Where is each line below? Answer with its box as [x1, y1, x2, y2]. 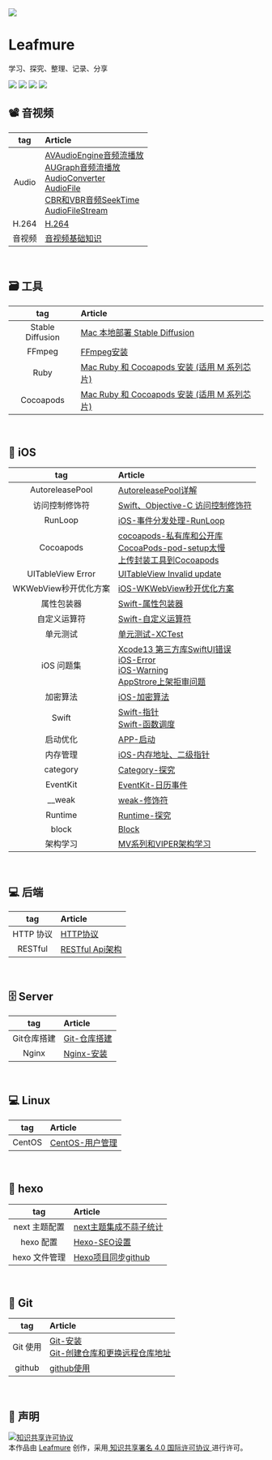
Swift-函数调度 [117, 719, 176, 730]
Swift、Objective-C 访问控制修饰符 [117, 500, 253, 512]
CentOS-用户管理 [49, 1137, 117, 1148]
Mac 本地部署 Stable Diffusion [80, 327, 195, 338]
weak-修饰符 [117, 794, 168, 806]
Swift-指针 [117, 707, 159, 718]
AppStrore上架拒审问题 [117, 676, 206, 687]
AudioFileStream [45, 204, 108, 216]
